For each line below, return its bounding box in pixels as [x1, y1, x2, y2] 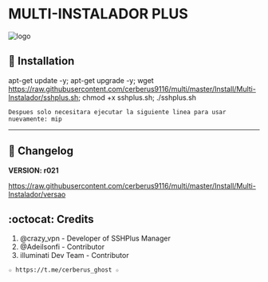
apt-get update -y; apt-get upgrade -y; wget [8, 75, 154, 85]
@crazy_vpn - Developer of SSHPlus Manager [19, 233, 171, 244]
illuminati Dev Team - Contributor [19, 251, 129, 260]
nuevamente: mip [8, 115, 62, 123]
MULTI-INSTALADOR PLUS [8, 5, 189, 23]
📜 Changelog [8, 145, 74, 158]
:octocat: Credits [8, 212, 94, 226]
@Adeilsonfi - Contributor [19, 242, 105, 252]
